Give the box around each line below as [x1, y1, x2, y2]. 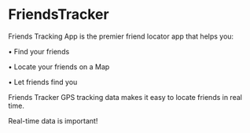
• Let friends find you [8, 77, 78, 87]
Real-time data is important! [8, 116, 98, 125]
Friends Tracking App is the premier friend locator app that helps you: [8, 31, 234, 41]
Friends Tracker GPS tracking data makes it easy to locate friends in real [8, 92, 242, 102]
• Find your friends [8, 46, 70, 56]
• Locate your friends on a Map [8, 61, 110, 72]
